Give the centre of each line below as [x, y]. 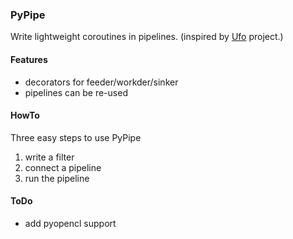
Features [29, 59]
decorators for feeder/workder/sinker [101, 82]
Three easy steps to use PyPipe [76, 137]
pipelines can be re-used [76, 92]
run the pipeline [57, 178]
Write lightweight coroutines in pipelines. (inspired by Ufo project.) [147, 37]
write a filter [49, 157]
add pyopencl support [70, 223]
